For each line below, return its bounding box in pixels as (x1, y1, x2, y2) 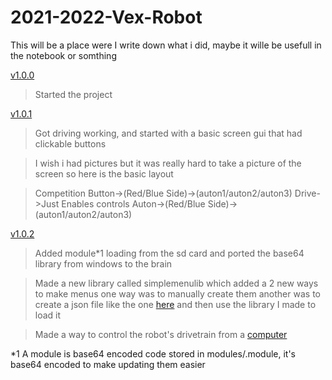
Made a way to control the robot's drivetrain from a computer (34, 328, 288, 340)
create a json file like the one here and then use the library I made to (34, 298, 317, 310)
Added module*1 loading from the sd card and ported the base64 (34, 247, 305, 259)
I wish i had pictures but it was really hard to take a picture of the (34, 157, 302, 169)
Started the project (34, 88, 113, 100)
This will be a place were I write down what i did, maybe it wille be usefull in (10, 39, 322, 51)
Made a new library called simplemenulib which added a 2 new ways (34, 277, 319, 289)
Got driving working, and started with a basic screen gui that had (34, 127, 303, 139)
